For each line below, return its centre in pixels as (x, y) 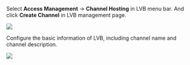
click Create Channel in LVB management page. (66, 15)
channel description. (32, 44)
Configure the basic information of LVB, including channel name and (91, 38)
